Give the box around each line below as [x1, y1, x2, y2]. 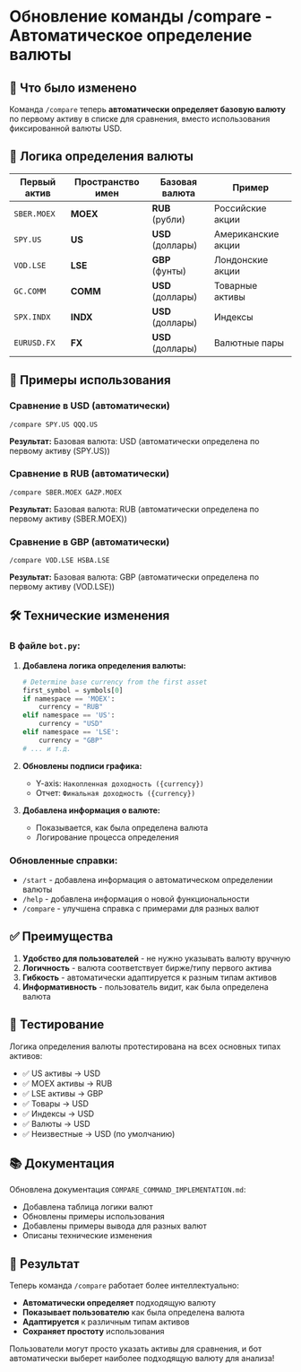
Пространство [74, 175, 141, 188]
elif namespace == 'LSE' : [21, 728, 119, 737]
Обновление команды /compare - [9, 6, 273, 27]
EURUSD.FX [13, 337, 56, 347]
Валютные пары [213, 336, 285, 349]
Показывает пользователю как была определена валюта [21, 1307, 245, 1318]
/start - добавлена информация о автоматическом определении [21, 874, 273, 885]
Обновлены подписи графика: [21, 760, 142, 771]
